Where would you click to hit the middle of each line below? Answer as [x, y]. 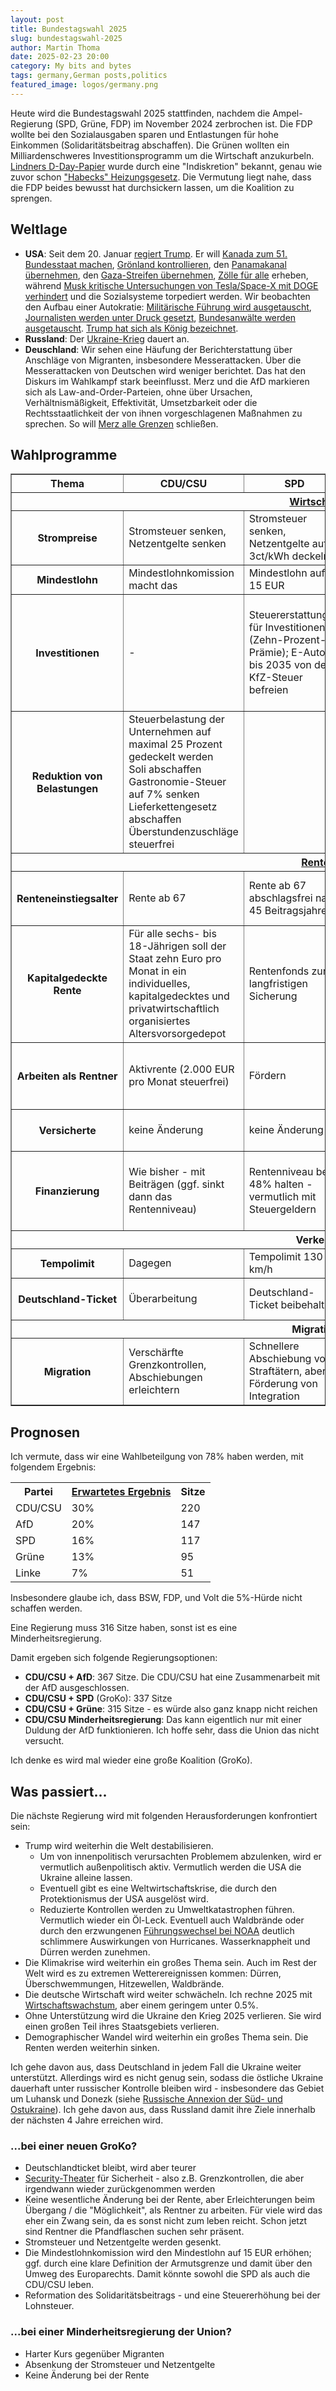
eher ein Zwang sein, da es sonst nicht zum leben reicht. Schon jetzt [166, 2221]
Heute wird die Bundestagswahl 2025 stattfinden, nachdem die [140, 113]
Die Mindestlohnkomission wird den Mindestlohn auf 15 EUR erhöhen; [168, 2253]
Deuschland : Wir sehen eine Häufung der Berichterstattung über [158, 349]
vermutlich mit [282, 1197]
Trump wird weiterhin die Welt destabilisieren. [119, 1845]
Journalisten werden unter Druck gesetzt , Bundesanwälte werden [160, 317]
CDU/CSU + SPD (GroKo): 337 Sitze [98, 1698]
